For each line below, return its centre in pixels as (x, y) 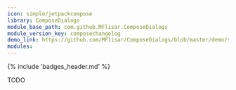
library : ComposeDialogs (44, 20)
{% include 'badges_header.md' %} (59, 66)
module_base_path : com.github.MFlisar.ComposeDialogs (88, 27)
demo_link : (23, 40)
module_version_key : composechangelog (64, 33)
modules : (20, 46)
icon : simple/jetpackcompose (50, 14)
